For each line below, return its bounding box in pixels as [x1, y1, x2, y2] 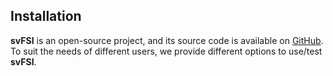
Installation [10, 8, 82, 25]
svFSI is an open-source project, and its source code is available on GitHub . [10, 34, 324, 46]
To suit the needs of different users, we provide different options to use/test [10, 45, 323, 57]
